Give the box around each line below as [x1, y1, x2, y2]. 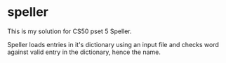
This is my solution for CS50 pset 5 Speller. [7, 27, 132, 35]
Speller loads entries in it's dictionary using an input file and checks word [7, 40, 220, 48]
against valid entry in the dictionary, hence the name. [7, 48, 161, 56]
